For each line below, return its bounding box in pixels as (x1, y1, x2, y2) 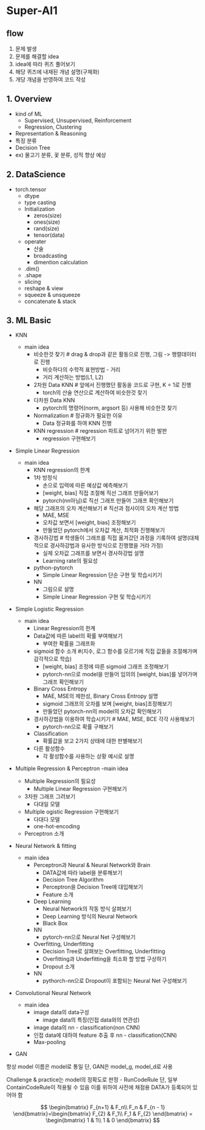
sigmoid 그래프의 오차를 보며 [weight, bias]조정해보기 (42, 700, 173, 708)
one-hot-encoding (33, 823, 80, 830)
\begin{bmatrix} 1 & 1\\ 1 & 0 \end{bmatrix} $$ (45, 1117, 160, 1124)
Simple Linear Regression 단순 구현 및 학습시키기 (42, 571, 162, 579)
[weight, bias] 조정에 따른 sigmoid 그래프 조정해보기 (42, 663, 169, 670)
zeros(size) (33, 212, 62, 219)
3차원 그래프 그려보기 (24, 793, 76, 800)
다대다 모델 (33, 816, 60, 823)
